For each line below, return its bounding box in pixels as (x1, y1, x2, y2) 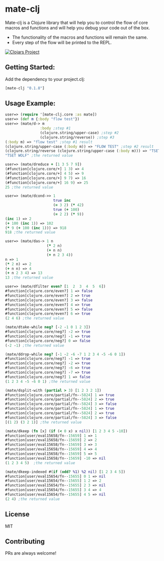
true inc (53, 198, 71, 203)
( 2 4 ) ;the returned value (5, 496, 60, 501)
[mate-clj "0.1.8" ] (5, 86, 45, 91)
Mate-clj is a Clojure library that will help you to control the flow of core (5, 20, 148, 25)
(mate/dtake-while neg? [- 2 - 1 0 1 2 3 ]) (5, 325, 91, 330)
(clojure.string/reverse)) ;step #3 (40, 135, 115, 140)
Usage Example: (5, 99, 56, 108)
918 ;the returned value (5, 230, 56, 235)
